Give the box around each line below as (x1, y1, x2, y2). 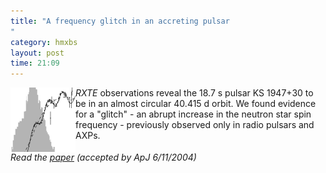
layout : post (10, 48, 65, 58)
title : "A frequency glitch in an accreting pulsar (10, 16, 230, 26)
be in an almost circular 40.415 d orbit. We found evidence (75, 98, 317, 110)
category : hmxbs (10, 37, 78, 47)
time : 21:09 (10, 58, 60, 69)
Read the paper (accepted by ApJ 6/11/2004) (10, 151, 197, 164)
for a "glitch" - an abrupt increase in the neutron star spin (75, 108, 312, 120)
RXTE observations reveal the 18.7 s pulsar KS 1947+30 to (75, 87, 314, 99)
